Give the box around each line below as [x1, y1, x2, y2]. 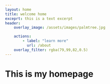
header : [5, 20, 21, 26]
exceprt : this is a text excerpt [5, 16, 73, 21]
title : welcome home [5, 12, 47, 17]
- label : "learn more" [22, 38, 69, 44]
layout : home [5, 7, 32, 12]
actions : [14, 34, 32, 39]
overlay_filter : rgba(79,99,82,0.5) [14, 47, 89, 52]
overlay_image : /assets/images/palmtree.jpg [14, 25, 106, 30]
